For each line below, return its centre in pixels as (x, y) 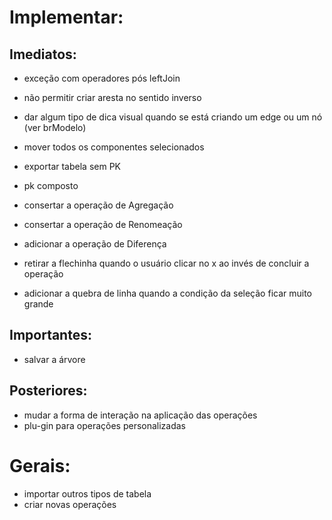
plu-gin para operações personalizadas (105, 425)
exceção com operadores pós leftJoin (102, 78)
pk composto (51, 185)
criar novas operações (70, 504)
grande (38, 304)
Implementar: (66, 17)
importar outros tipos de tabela (87, 493)
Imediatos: (43, 54)
